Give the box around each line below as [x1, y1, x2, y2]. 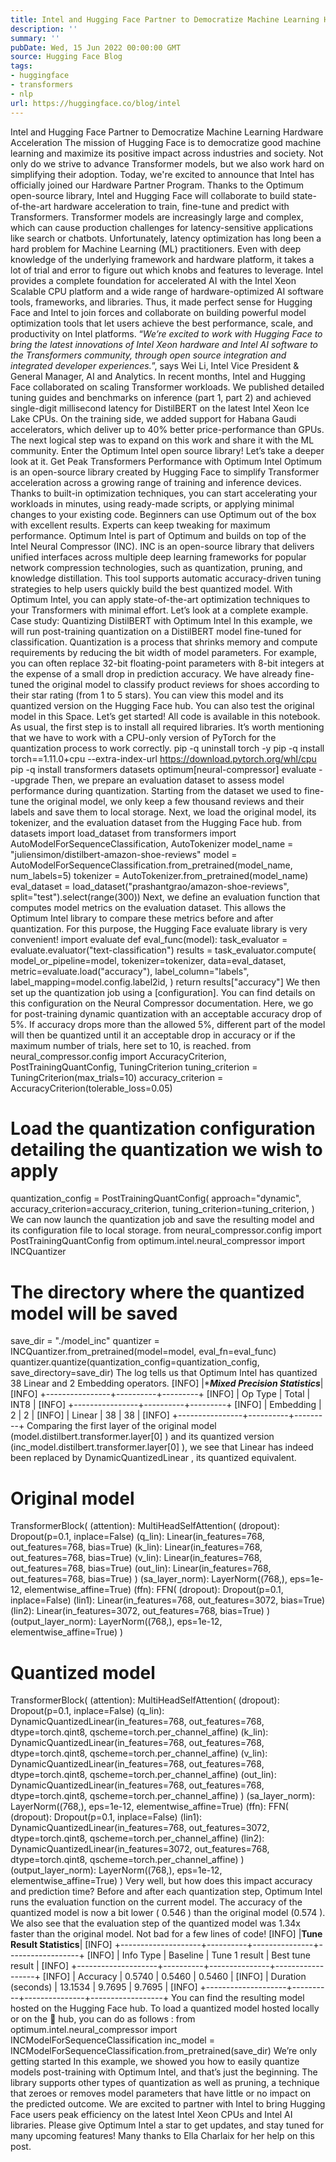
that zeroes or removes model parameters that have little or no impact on [10, 2087, 312, 2100]
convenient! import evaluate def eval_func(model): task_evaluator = [10, 933, 288, 945]
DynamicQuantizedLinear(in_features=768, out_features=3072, [10, 1822, 270, 1834]
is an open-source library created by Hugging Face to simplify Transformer [10, 466, 320, 478]
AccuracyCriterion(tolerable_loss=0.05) [10, 1082, 173, 1094]
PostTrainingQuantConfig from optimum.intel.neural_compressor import [10, 1235, 306, 1247]
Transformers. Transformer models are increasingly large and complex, [10, 211, 304, 223]
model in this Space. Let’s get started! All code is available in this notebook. [10, 710, 321, 722]
